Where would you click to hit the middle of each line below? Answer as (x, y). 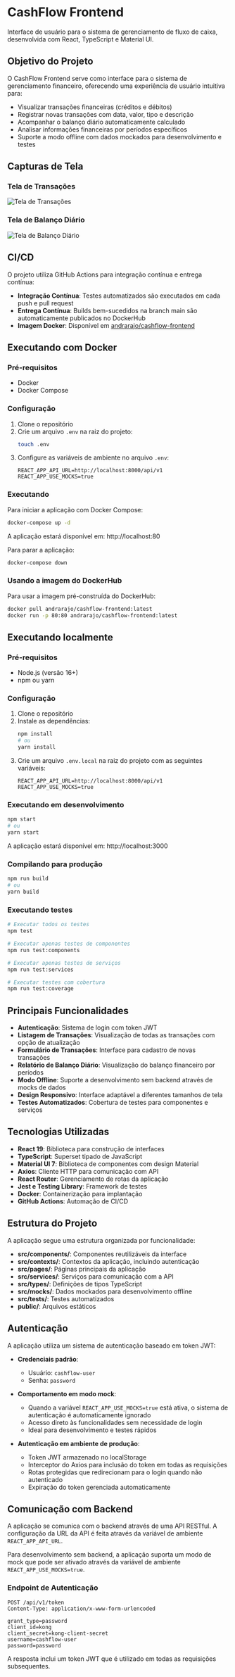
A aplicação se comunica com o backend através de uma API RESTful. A (112, 1526)
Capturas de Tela (45, 166)
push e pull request (45, 303)
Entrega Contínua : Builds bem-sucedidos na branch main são (107, 310)
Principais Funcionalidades (68, 1011)
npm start (22, 819)
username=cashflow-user (42, 1639)
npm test (20, 931)
